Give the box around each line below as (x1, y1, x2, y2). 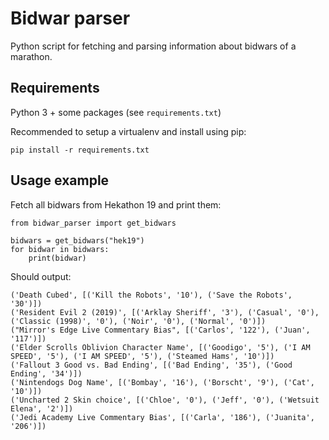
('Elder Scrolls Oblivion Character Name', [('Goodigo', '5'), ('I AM (10, 342, 311, 352)
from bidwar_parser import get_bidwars (10, 218, 177, 228)
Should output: (10, 270, 72, 282)
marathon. (10, 50, 53, 62)
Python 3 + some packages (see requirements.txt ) (10, 106, 222, 118)
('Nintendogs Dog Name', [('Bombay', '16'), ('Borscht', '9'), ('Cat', (10, 377, 315, 387)
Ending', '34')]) (10, 368, 83, 379)
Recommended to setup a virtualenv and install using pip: (10, 125, 247, 137)
